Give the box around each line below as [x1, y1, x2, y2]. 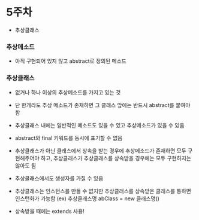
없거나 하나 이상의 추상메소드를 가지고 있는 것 [14, 88, 121, 96]
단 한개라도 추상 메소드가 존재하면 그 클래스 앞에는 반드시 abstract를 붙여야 [14, 101, 191, 108]
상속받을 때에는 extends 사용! [14, 207, 85, 215]
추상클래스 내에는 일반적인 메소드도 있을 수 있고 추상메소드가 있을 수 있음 [14, 121, 185, 129]
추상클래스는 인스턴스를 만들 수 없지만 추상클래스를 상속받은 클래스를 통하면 [14, 187, 192, 194]
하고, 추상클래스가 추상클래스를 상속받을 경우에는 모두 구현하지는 [41, 154, 192, 161]
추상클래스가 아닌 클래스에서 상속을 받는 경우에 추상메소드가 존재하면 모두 [14, 147, 187, 154]
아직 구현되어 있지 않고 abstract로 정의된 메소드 [14, 57, 127, 65]
